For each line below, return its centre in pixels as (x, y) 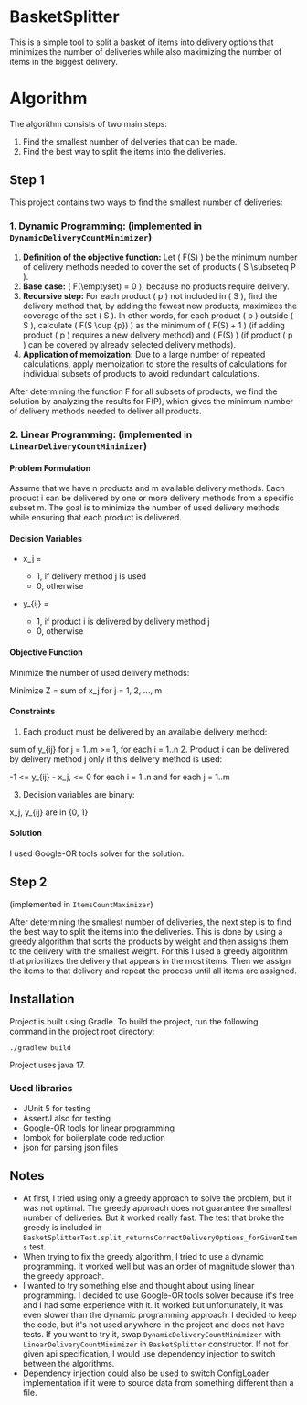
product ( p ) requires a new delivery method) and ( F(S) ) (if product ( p (158, 335)
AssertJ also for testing (67, 1118)
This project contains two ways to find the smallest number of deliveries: (146, 202)
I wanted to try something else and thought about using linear (138, 1285)
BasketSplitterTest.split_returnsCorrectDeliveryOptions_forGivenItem (160, 1238)
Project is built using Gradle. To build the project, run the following (134, 1021)
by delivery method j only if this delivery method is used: (116, 759)
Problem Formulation (50, 467)
